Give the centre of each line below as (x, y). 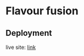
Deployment (29, 33)
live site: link (21, 47)
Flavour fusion (42, 11)
